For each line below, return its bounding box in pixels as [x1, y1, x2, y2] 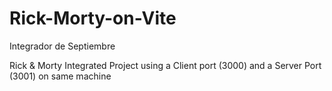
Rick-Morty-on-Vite [9, 7, 177, 30]
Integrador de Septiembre [9, 40, 116, 52]
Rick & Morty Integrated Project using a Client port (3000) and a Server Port [9, 59, 322, 71]
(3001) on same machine [9, 70, 112, 82]
